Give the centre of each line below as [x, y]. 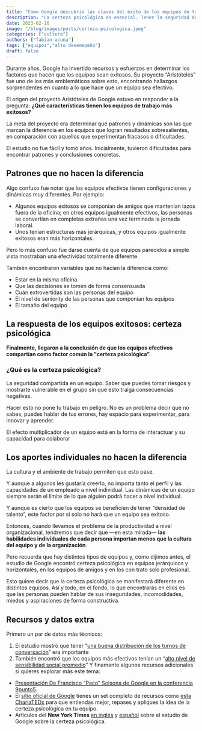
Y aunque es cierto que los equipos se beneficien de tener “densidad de [96, 508]
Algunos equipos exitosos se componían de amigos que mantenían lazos [105, 206]
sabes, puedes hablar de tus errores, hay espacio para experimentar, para [98, 414]
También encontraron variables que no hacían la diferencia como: [87, 268]
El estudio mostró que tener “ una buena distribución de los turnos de [100, 646]
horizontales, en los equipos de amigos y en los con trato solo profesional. [98, 569]
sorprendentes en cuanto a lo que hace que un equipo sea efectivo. [90, 87]
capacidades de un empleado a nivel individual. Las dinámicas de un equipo [101, 490]
